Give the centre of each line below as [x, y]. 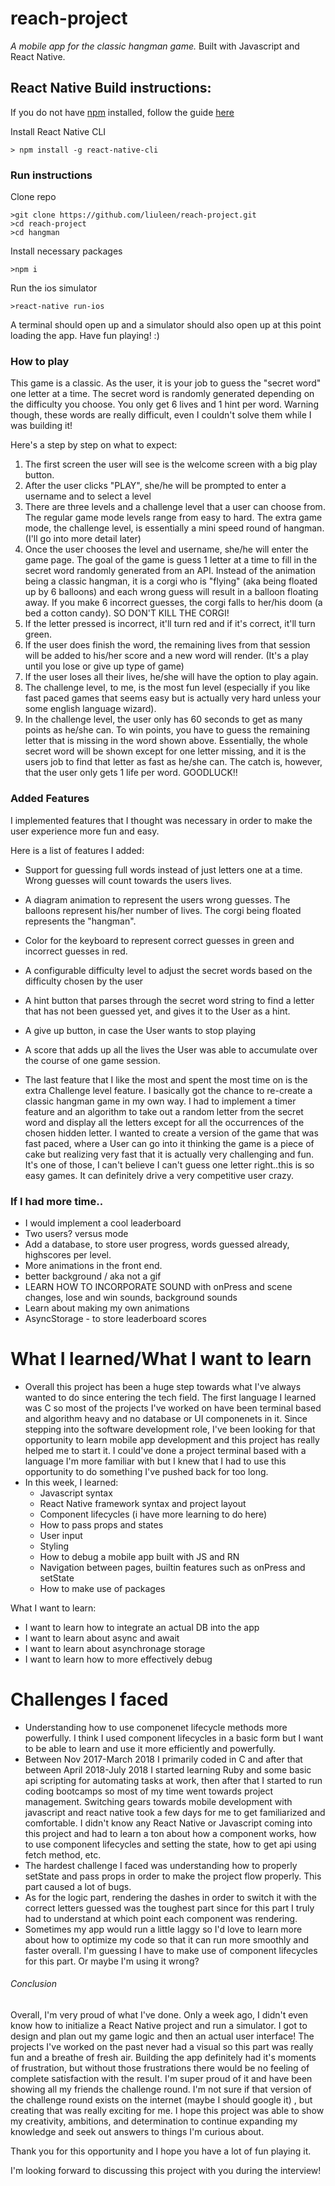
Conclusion [34, 1984]
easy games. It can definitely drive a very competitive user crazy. [159, 1175]
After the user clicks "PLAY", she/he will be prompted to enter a [155, 486]
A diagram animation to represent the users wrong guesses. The [157, 899]
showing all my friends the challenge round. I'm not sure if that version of [161, 2089]
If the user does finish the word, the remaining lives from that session [167, 645]
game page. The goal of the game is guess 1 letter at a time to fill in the [171, 560]
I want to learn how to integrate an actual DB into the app [142, 1627]
